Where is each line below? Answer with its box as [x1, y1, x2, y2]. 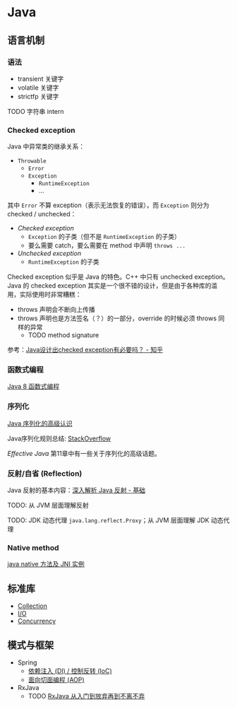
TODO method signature [28, 331, 99, 339]
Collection [17, 602, 47, 610]
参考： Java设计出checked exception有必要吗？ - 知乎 [7, 346, 164, 354]
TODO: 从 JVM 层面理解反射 [7, 501, 90, 510]
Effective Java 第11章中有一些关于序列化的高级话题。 [7, 449, 161, 457]
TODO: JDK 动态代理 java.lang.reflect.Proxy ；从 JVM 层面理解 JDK [7, 516, 209, 525]
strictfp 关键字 [17, 92, 59, 100]
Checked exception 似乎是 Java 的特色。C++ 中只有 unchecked [7, 273, 193, 281]
